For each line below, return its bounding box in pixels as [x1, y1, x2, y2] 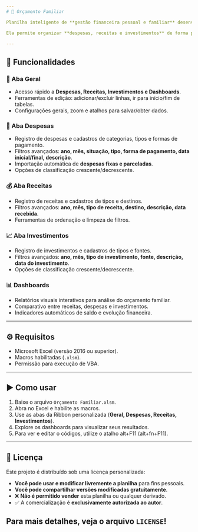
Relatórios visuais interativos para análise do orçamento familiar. [14, 297, 171, 304]
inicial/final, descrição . [14, 154, 72, 161]
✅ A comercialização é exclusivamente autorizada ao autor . [14, 499, 163, 506]
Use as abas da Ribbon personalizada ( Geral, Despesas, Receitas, [14, 411, 177, 418]
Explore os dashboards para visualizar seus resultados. [14, 423, 149, 430]
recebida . [14, 210, 39, 217]
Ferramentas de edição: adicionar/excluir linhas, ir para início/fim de [14, 95, 180, 102]
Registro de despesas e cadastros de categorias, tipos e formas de [14, 135, 178, 142]
